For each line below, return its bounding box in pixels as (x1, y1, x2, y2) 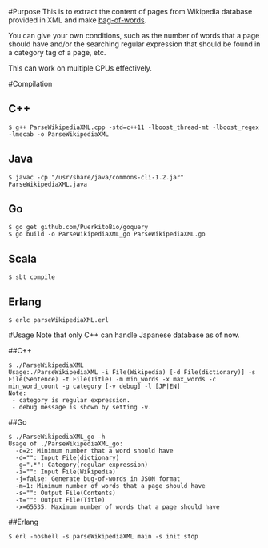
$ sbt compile (8, 273, 56, 281)
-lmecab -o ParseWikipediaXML (8, 130, 110, 139)
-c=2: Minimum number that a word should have (15, 447, 174, 455)
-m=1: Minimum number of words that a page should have (15, 482, 206, 490)
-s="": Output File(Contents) (15, 489, 116, 498)
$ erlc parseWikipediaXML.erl (8, 316, 110, 324)
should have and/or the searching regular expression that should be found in (8, 39, 261, 49)
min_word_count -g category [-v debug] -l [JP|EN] (8, 382, 181, 391)
